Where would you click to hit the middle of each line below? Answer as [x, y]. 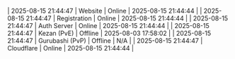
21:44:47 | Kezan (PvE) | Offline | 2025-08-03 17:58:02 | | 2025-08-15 [109, 33]
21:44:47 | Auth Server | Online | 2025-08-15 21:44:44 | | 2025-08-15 [109, 26]
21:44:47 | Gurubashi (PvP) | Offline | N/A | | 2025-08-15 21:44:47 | [105, 41]
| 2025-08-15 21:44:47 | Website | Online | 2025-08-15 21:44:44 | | [105, 11]
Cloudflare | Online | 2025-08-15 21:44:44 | [71, 48]
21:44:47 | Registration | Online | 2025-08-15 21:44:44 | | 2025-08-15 [127, 18]
